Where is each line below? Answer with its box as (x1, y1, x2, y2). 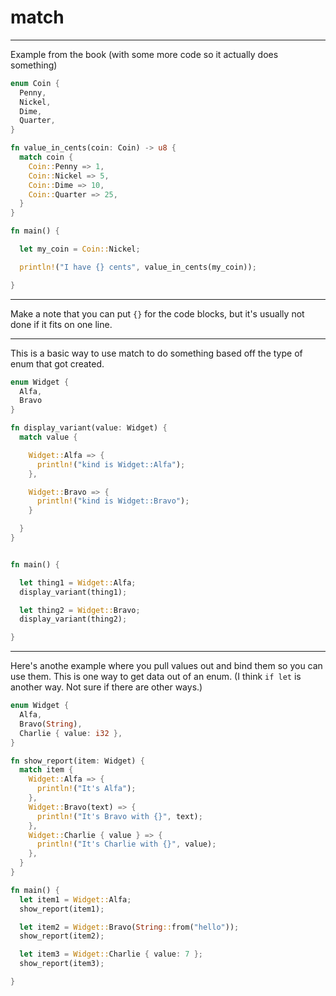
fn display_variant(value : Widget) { (10, 423, 168, 433)
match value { (19, 432, 78, 443)
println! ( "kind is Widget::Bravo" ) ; (36, 496, 190, 506)
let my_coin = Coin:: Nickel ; (19, 244, 141, 255)
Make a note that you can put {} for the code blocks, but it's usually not (10, 307, 305, 320)
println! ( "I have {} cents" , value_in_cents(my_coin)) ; (19, 262, 257, 272)
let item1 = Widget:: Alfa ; (19, 894, 132, 905)
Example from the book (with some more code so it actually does (10, 48, 279, 60)
